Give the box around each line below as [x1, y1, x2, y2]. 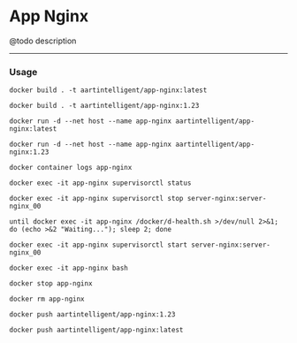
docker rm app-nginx [9, 294, 86, 304]
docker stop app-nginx [9, 279, 93, 288]
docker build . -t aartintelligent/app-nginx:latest [9, 86, 208, 95]
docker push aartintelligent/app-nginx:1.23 [9, 310, 176, 319]
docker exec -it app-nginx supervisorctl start [9, 240, 188, 249]
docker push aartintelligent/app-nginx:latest [9, 325, 184, 335]
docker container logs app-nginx [9, 164, 133, 172]
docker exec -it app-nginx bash [9, 263, 128, 273]
